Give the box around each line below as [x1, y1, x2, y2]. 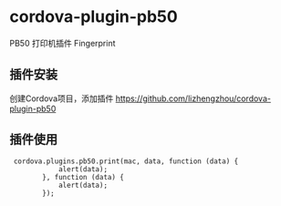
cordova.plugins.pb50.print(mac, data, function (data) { [13, 157, 239, 166]
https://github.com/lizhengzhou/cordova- [115, 93, 272, 104]
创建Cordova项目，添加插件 [9, 93, 114, 104]
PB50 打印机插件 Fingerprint [9, 37, 116, 48]
